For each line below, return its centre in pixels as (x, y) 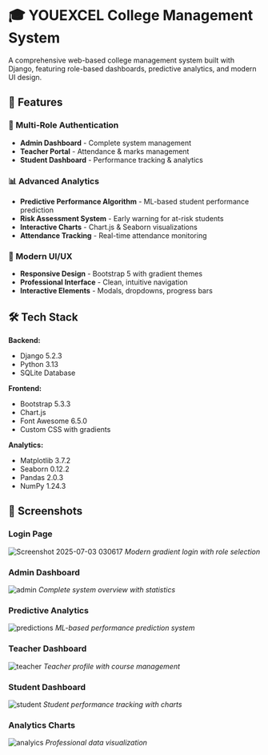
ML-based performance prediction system (125, 628)
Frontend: (25, 389)
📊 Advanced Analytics (54, 181)
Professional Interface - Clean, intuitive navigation (104, 282)
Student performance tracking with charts (112, 704)
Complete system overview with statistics (107, 590)
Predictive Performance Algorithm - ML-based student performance (134, 201)
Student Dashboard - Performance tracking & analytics (112, 159)
